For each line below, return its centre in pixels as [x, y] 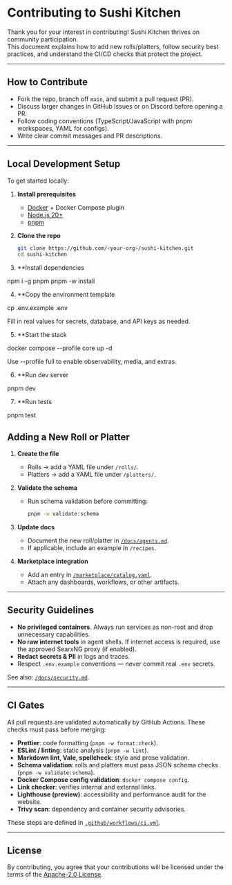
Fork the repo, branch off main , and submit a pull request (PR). [105, 99]
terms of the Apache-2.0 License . [55, 875]
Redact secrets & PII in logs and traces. [73, 656]
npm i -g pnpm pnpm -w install [51, 281]
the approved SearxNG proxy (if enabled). [77, 649]
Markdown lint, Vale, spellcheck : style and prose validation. [103, 757]
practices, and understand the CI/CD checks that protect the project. [105, 54]
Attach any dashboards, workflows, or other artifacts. [103, 582]
